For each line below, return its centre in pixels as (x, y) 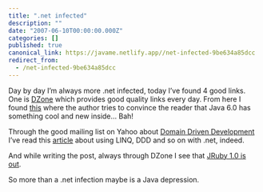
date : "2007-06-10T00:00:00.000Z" (66, 30)
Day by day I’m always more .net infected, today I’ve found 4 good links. (127, 90)
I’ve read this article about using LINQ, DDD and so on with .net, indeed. (127, 140)
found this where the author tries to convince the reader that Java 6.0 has (130, 107)
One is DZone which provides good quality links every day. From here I (125, 99)
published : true (35, 46)
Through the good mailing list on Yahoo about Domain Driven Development (131, 131)
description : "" (35, 23)
